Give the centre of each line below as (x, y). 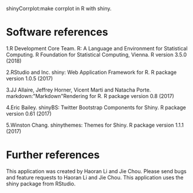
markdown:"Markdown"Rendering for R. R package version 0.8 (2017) (90, 96)
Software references (57, 32)
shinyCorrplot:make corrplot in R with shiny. (59, 9)
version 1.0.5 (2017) (30, 78)
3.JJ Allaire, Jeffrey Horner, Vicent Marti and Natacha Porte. (78, 90)
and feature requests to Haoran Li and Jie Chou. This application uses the (95, 177)
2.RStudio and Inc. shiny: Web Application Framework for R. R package (92, 72)
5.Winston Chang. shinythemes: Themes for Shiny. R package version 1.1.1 (95, 125)
